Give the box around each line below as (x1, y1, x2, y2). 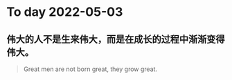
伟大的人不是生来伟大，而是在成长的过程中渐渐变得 (6, 33, 225, 45)
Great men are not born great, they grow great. (23, 65, 157, 73)
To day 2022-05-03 (6, 4, 123, 20)
